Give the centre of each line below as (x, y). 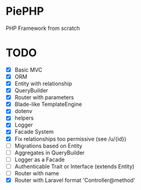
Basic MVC (28, 70)
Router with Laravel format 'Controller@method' (75, 180)
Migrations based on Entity (49, 145)
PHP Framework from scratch (43, 28)
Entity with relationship (43, 83)
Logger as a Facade (40, 159)
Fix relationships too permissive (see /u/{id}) (70, 139)
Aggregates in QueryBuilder (49, 152)
